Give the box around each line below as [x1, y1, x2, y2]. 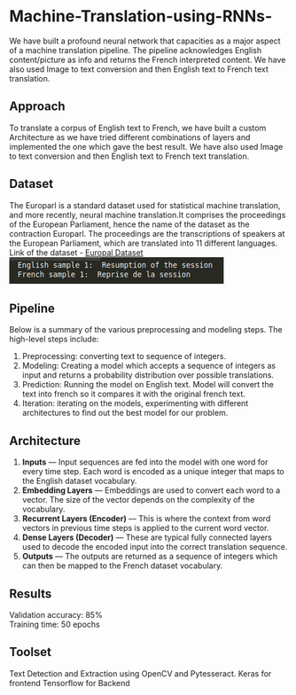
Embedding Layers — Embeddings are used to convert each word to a [21, 485, 281, 496]
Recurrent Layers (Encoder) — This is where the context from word [21, 513, 271, 524]
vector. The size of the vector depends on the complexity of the [21, 495, 255, 505]
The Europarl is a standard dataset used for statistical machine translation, [9, 199, 281, 210]
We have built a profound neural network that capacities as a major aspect [9, 35, 281, 46]
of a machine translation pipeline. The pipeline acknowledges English [9, 44, 262, 55]
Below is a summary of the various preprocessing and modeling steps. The [9, 324, 283, 335]
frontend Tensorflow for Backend [9, 677, 130, 688]
